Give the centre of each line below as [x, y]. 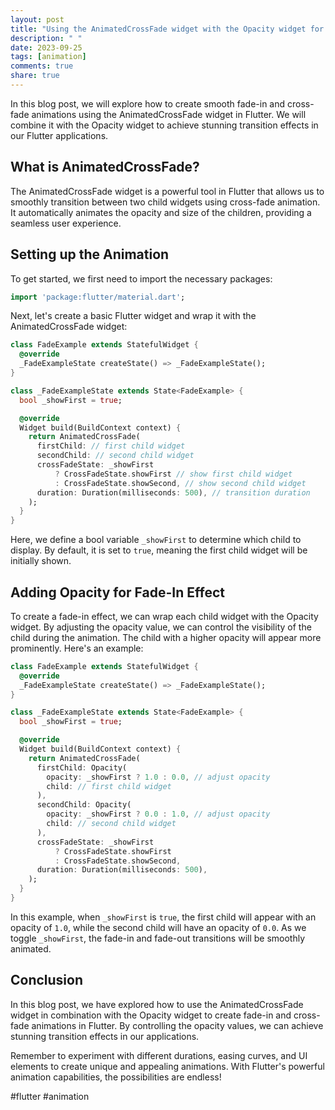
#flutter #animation [50, 1096]
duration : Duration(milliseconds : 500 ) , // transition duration [173, 492]
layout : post [37, 19]
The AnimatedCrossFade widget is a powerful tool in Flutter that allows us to [167, 191]
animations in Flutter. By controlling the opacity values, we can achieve [177, 1025]
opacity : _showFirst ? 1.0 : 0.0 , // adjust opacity [158, 777]
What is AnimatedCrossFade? [105, 167]
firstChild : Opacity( [82, 767]
